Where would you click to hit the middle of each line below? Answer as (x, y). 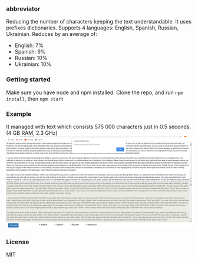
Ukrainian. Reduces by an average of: (52, 34)
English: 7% (29, 45)
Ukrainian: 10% (33, 64)
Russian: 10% (31, 58)
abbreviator (23, 9)
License (18, 242)
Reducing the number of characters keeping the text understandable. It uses (99, 22)
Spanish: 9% (30, 52)
